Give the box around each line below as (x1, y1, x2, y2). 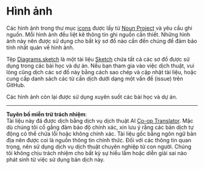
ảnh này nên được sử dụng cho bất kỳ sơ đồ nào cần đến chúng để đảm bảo (6, 37, 197, 44)
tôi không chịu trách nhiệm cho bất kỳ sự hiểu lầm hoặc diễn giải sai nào (6, 149, 187, 156)
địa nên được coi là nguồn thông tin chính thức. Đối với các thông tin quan (6, 136, 191, 143)
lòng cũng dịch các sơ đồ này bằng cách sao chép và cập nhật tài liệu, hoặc (6, 68, 197, 75)
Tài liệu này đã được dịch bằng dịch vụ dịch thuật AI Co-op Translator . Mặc (6, 117, 194, 124)
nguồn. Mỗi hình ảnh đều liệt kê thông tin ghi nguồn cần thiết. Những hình (6, 30, 191, 38)
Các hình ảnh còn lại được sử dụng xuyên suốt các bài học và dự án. (6, 93, 178, 100)
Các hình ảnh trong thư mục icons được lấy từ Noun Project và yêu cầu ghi (6, 24, 192, 32)
